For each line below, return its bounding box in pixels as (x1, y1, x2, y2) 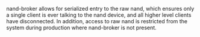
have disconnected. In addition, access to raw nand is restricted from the (6, 18, 188, 24)
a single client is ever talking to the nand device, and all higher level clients (6, 11, 192, 18)
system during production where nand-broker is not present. (6, 24, 157, 31)
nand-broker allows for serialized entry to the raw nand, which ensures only (6, 5, 195, 12)
